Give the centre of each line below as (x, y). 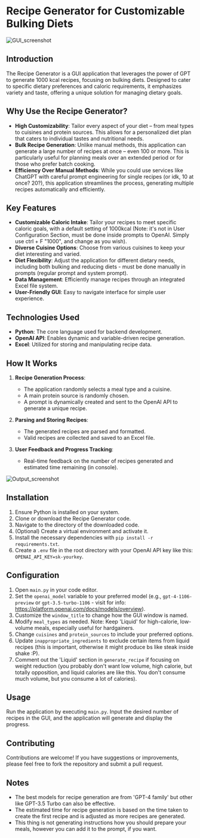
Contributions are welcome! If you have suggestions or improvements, (93, 758)
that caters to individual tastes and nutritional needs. (79, 138)
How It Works (32, 363)
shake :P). (27, 653)
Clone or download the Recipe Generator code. (73, 518)
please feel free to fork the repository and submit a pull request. (85, 764)
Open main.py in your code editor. (56, 589)
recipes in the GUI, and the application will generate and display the (89, 718)
